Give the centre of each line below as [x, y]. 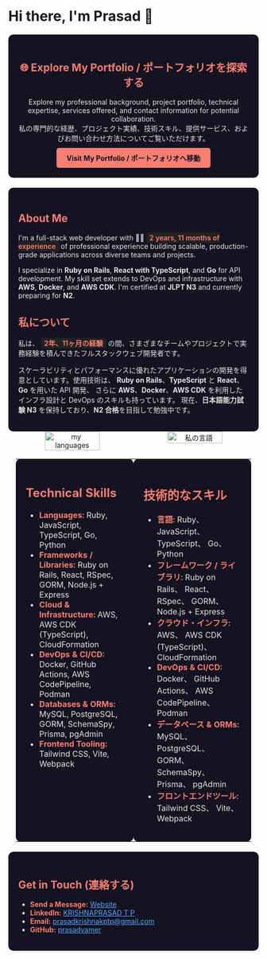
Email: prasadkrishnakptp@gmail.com [92, 921]
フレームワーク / [188, 566]
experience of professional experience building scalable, [113, 246]
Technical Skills [71, 493]
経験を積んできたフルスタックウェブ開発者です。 [104, 353]
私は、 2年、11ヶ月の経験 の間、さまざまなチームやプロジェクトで [130, 343]
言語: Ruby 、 [181, 520]
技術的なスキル [185, 496]
